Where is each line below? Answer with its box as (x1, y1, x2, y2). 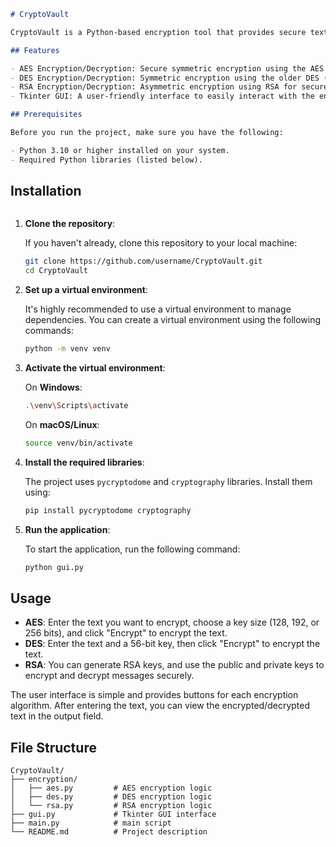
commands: (24, 325, 74, 337)
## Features (10, 45, 60, 55)
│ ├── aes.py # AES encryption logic (10, 783, 213, 794)
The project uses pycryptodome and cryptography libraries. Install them (24, 475, 313, 487)
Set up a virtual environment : (24, 284, 148, 296)
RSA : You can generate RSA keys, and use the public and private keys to (24, 659, 325, 671)
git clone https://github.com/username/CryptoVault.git (24, 256, 263, 267)
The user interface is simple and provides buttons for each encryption (10, 689, 299, 701)
